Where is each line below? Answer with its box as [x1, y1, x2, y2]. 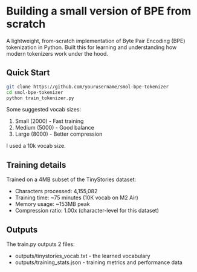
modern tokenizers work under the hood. [6, 50, 109, 57]
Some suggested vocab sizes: [6, 106, 82, 113]
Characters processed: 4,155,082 [15, 188, 98, 195]
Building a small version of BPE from [6, 4, 192, 18]
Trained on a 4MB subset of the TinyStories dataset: [6, 176, 137, 183]
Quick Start [6, 68, 50, 78]
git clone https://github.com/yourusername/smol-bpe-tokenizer [6, 84, 169, 90]
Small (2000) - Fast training [15, 118, 84, 125]
